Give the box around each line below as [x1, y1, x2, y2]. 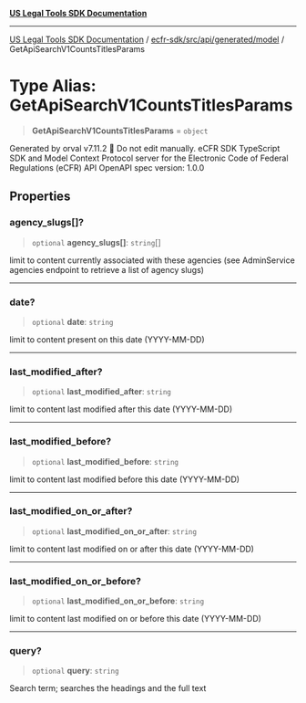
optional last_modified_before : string [31, 456, 179, 467]
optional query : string [31, 666, 120, 677]
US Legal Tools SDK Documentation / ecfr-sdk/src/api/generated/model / [9, 34, 285, 45]
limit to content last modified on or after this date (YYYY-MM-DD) [9, 543, 255, 554]
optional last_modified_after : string [31, 386, 171, 397]
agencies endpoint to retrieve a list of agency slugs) [9, 264, 205, 275]
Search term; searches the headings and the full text [9, 683, 207, 694]
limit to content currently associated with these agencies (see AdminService [9, 255, 296, 266]
